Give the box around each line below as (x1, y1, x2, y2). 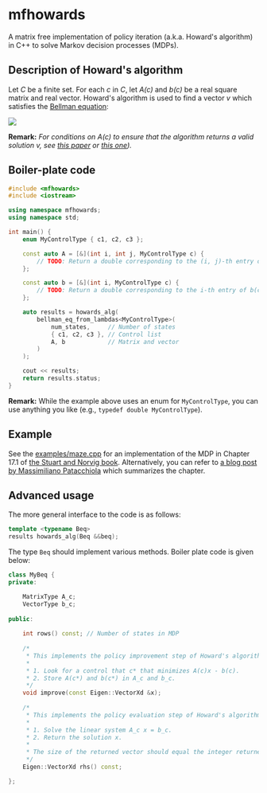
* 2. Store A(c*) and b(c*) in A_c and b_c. (25, 674, 176, 682)
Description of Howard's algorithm (8, 64, 184, 77)
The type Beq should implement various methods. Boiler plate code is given (8, 547, 254, 557)
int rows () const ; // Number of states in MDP (22, 630, 180, 638)
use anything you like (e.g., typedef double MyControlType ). (8, 404, 203, 414)
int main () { (8, 229, 52, 236)
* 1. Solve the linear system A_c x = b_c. (25, 726, 172, 734)
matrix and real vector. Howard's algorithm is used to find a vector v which (8, 93, 253, 103)
